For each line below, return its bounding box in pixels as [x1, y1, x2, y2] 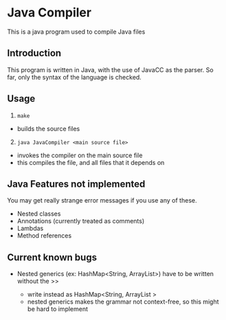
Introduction [7, 47, 62, 59]
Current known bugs [7, 251, 98, 263]
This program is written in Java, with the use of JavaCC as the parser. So [7, 65, 214, 73]
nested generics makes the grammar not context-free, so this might [27, 297, 219, 306]
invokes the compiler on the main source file [16, 151, 143, 159]
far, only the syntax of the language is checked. [7, 73, 142, 81]
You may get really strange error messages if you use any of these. [7, 196, 197, 205]
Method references [16, 231, 72, 240]
